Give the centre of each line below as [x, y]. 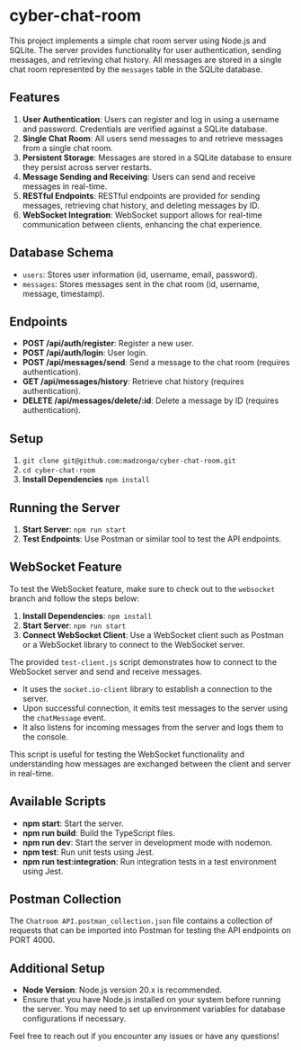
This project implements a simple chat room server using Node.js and [138, 40]
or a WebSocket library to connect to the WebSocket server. [133, 644]
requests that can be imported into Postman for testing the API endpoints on [150, 930]
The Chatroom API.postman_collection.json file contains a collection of [141, 921]
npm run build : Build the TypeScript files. [98, 832]
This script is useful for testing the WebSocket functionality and [127, 754]
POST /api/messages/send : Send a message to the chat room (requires [156, 363]
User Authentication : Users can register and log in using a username [151, 119]
